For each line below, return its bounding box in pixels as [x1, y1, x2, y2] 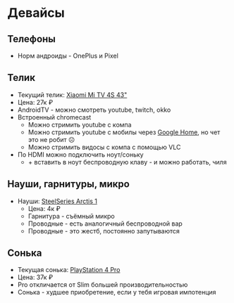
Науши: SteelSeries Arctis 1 [17, 197, 97, 205]
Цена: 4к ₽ [27, 204, 61, 212]
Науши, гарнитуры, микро [7, 178, 130, 191]
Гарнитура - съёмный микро [27, 212, 115, 220]
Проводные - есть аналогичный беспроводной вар [27, 219, 183, 228]
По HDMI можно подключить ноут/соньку [17, 150, 144, 159]
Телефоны [7, 33, 56, 45]
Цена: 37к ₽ [17, 273, 54, 282]
